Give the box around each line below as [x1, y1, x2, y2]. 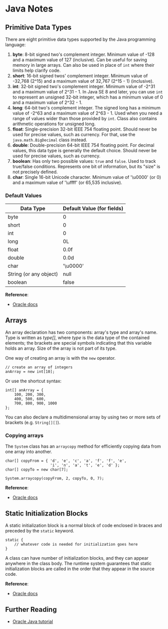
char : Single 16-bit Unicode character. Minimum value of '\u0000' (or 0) [12, 174, 161, 180]
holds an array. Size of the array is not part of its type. [5, 345, 117, 352]
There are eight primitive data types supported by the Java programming [5, 36, 156, 42]
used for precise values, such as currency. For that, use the [12, 132, 135, 137]
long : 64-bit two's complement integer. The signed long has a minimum [12, 105, 161, 111]
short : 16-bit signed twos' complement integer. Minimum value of [12, 73, 148, 78]
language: [5, 42, 26, 48]
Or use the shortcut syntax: [5, 378, 62, 384]
